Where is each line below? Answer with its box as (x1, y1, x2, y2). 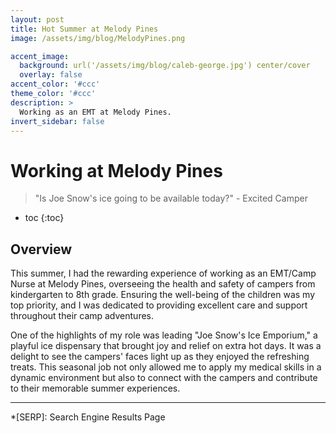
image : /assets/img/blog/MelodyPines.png (10, 33, 186, 43)
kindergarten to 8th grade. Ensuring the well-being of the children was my (10, 289, 316, 301)
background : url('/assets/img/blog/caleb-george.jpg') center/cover (19, 61, 311, 71)
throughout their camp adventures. (10, 310, 155, 322)
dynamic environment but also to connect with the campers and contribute (10, 372, 318, 384)
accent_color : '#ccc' (10, 79, 101, 90)
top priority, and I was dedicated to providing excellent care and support (10, 299, 308, 311)
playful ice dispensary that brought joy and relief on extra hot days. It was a (10, 340, 322, 352)
